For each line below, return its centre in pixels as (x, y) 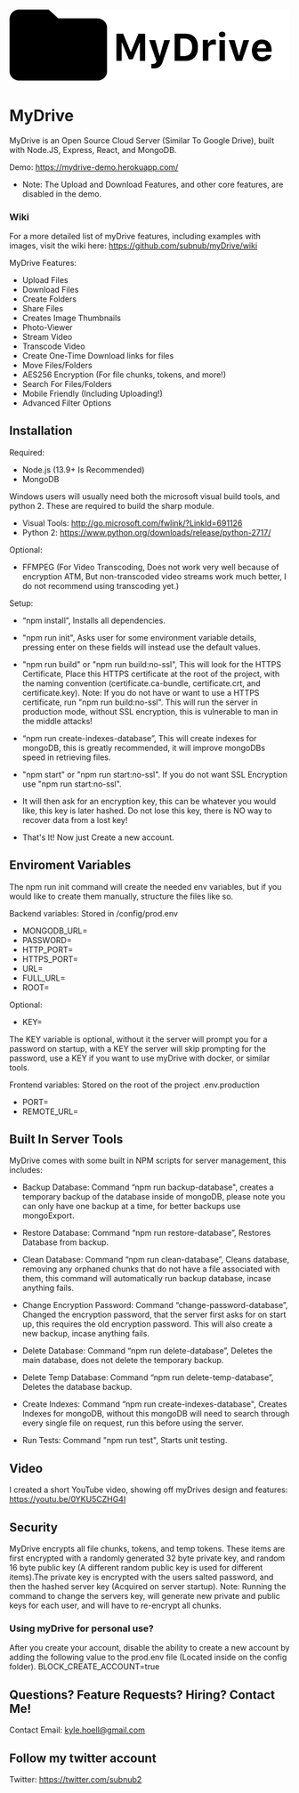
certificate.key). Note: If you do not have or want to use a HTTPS (141, 692)
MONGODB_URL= (55, 931)
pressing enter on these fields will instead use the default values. (141, 647)
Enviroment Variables (70, 865)
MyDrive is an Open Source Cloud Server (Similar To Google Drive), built (142, 140)
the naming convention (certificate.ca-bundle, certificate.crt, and (141, 683)
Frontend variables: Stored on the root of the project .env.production (134, 1085)
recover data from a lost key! (75, 820)
